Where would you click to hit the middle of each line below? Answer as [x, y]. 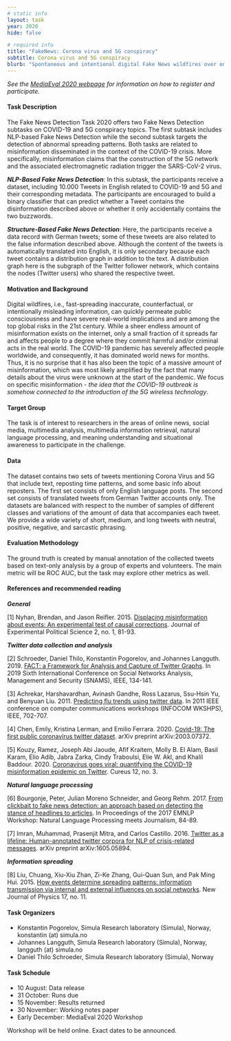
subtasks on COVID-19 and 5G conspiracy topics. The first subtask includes [114, 129]
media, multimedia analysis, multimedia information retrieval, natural [104, 430]
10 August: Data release [51, 988]
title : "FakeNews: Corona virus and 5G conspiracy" [82, 52]
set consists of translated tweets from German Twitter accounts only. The [111, 498]
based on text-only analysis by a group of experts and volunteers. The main [114, 566]
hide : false [24, 33]
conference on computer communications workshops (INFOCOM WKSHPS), [115, 708]
